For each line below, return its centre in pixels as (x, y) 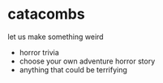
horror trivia (39, 52)
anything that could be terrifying (73, 69)
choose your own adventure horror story (87, 61)
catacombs (47, 14)
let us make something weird (56, 37)
